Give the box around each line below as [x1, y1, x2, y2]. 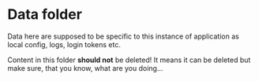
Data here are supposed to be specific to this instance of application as [7, 31, 240, 41]
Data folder [7, 6, 82, 24]
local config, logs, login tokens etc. [7, 39, 122, 49]
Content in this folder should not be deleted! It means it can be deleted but [7, 55, 251, 64]
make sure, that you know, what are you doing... [7, 63, 163, 72]
